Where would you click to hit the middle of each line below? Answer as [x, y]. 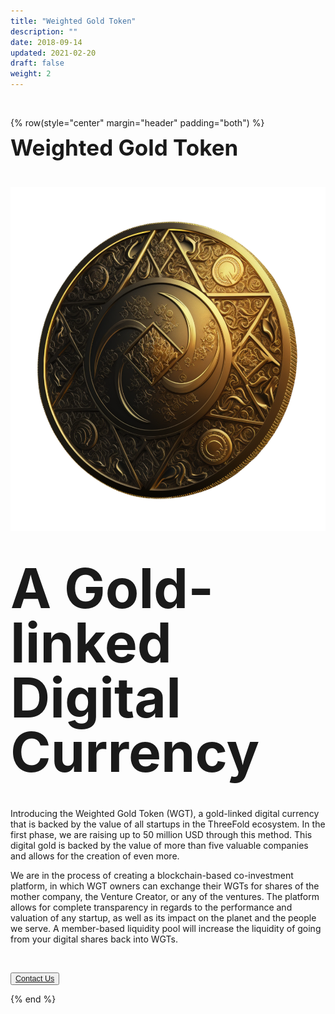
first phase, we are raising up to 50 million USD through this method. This [161, 834]
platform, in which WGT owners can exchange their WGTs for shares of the [165, 886]
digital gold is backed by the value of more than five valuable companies [159, 845]
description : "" [44, 31]
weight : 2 [31, 74]
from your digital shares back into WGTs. [94, 939]
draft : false [37, 63]
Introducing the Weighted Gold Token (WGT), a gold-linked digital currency [165, 813]
